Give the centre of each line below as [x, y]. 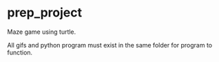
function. [20, 52]
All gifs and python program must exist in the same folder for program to [109, 45]
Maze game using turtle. [42, 32]
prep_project [45, 13]
